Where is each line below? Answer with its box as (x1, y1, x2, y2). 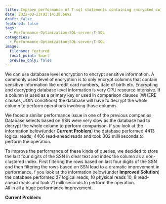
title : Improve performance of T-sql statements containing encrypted (5, 7, 154, 12)
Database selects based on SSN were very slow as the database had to (5, 118, 151, 123)
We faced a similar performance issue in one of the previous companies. (5, 112, 153, 119)
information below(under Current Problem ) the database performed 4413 (5, 128, 155, 134)
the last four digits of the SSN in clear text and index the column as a (5, 154, 145, 160)
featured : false (5, 21, 39, 26)
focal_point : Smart (9, 53, 50, 58)
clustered (5, 159, 25, 164)
